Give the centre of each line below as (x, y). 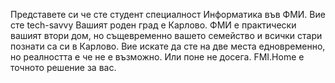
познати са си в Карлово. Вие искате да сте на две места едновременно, (168, 46)
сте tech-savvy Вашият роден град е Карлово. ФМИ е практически (153, 25)
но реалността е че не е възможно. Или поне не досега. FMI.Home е (157, 57)
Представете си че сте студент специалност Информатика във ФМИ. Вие (168, 14)
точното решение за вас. (63, 67)
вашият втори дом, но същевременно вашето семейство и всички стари (166, 35)
